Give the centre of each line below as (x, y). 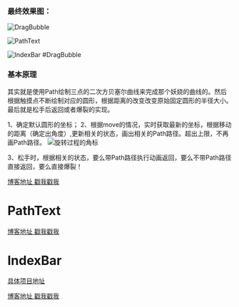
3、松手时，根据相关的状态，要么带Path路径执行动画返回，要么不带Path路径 (119, 157)
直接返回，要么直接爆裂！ (45, 166)
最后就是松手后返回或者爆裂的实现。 (61, 109)
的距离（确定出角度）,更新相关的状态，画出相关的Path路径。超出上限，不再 (118, 133)
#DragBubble (62, 55)
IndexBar (35, 260)
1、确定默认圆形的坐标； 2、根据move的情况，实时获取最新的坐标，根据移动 (119, 124)
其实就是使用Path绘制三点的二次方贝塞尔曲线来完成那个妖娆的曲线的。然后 (117, 91)
